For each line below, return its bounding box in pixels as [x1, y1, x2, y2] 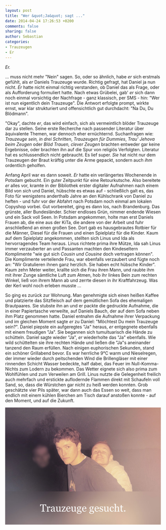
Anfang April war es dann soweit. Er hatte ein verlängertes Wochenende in [5, 172, 157, 178]
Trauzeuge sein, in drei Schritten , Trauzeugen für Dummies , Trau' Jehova [5, 136, 155, 142]
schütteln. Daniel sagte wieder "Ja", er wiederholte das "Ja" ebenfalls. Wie [5, 334, 156, 340]
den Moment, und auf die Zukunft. [5, 397, 75, 404]
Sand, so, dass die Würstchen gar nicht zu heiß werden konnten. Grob [5, 382, 148, 388]
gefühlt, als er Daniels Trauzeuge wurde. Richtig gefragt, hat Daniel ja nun [5, 79, 156, 85]
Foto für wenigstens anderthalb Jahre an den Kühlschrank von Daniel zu [5, 193, 152, 199]
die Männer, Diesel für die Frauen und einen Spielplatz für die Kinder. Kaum [5, 230, 159, 236]
